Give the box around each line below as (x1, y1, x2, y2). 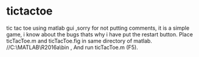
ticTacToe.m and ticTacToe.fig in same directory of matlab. (6, 37, 152, 44)
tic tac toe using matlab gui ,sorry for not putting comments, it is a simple (6, 24, 190, 32)
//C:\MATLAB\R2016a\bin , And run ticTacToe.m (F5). (6, 44, 138, 51)
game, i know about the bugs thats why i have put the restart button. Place (6, 30, 194, 38)
